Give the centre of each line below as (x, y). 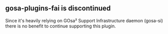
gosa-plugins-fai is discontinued (58, 8)
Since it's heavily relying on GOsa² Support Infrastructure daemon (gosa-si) (84, 20)
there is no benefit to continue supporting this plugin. (61, 26)
